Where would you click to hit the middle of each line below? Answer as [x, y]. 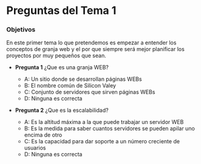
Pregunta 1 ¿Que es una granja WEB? [62, 67]
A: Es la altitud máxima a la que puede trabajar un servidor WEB [104, 122]
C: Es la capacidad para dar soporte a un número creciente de [102, 142]
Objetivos [21, 30]
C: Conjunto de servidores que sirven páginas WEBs [90, 92]
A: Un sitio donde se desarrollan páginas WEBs [83, 79]
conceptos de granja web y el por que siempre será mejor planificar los [96, 49]
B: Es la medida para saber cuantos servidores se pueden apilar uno [110, 129]
